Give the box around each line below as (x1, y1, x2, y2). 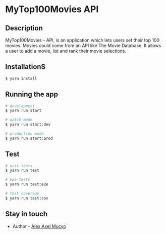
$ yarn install (5, 76, 37, 81)
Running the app (5, 90, 58, 99)
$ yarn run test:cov (5, 196, 49, 201)
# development (5, 103, 35, 108)
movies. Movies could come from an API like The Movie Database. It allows (5, 43, 161, 49)
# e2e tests (5, 177, 30, 182)
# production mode (5, 131, 44, 136)
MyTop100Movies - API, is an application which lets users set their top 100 (5, 37, 160, 43)
